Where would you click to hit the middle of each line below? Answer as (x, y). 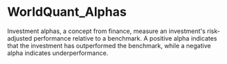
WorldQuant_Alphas (67, 12)
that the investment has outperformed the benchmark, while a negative (109, 45)
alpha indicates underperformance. (58, 53)
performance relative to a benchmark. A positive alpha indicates (125, 38)
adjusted (20, 38)
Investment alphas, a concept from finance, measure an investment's (107, 31)
